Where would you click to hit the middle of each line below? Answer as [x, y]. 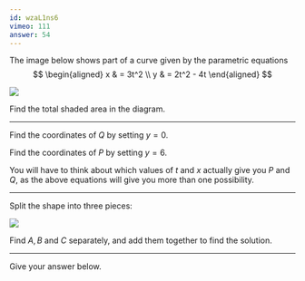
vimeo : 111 [30, 26]
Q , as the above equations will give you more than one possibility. [132, 180]
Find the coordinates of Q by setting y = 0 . [89, 135]
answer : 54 [30, 34]
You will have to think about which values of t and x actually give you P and [150, 170]
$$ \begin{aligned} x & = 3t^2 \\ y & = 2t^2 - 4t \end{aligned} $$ [152, 74]
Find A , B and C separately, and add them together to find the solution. [141, 240]
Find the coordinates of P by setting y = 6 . [89, 153]
